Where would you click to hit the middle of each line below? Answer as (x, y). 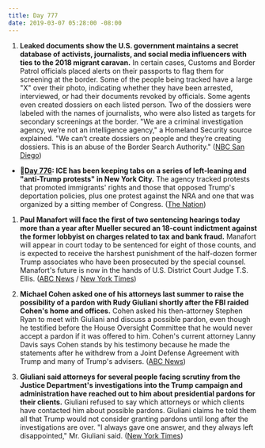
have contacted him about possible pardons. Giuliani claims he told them (138, 410)
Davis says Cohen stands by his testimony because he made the (125, 344)
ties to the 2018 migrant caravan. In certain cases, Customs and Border (137, 62)
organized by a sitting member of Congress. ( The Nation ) (113, 204)
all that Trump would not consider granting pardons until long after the (134, 419)
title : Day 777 (33, 15)
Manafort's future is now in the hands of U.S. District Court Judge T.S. (134, 270)
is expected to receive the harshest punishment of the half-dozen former (138, 253)
